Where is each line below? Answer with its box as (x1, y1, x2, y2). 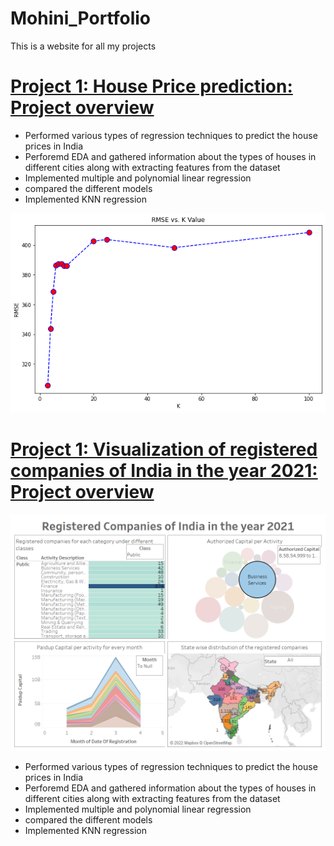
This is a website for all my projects (10, 40, 157, 52)
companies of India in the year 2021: (10, 459, 318, 482)
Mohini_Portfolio (10, 7, 152, 30)
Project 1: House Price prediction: (10, 75, 293, 98)
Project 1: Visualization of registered (10, 438, 318, 461)
